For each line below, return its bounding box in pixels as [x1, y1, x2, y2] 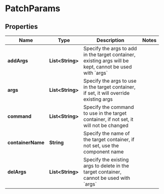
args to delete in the [83, 162, 129, 169]
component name [83, 149, 124, 155]
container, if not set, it [83, 116, 133, 123]
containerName [7, 139, 45, 146]
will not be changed [83, 122, 128, 129]
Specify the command [83, 104, 134, 110]
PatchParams [5, 3, 61, 14]
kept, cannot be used [83, 64, 132, 70]
